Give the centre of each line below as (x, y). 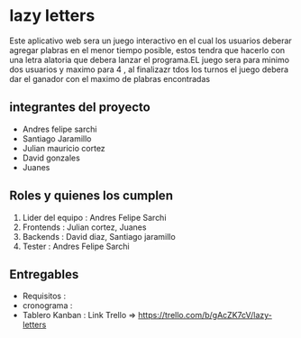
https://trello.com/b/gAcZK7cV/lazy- (205, 315)
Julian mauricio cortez (64, 148)
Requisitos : (44, 296)
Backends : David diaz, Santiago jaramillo (99, 236)
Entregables (44, 274)
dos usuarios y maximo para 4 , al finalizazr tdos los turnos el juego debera (149, 69)
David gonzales (51, 158)
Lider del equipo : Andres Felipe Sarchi (94, 217)
